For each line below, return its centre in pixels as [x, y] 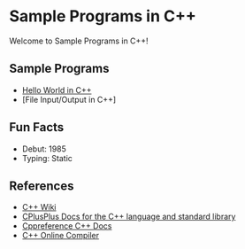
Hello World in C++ [57, 89]
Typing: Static [47, 158]
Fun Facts [37, 127]
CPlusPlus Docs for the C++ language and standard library [129, 217]
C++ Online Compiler [61, 236]
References [42, 186]
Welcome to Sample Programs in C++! [79, 41]
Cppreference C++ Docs [67, 226]
